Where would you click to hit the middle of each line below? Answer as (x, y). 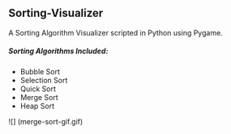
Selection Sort (44, 80)
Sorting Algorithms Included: (58, 51)
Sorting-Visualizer (56, 13)
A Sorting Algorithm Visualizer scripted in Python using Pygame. (115, 32)
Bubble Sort (40, 71)
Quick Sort (38, 89)
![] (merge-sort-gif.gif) (46, 121)
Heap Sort (37, 106)
